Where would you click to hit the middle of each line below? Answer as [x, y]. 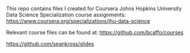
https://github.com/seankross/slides [50, 44]
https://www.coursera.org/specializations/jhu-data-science [78, 21]
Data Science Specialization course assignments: [66, 15]
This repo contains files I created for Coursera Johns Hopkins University [94, 9]
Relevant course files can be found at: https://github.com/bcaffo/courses [95, 32]
